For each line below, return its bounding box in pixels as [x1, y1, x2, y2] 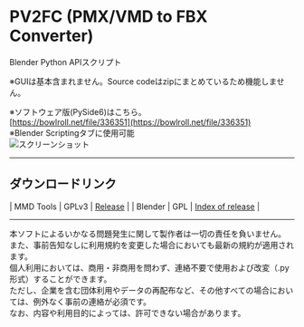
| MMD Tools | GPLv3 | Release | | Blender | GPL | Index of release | [9, 201, 261, 212]
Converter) [9, 25, 94, 46]
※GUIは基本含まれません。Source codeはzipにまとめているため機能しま [9, 75, 278, 87]
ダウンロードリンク [9, 177, 117, 192]
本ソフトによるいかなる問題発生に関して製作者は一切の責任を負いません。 [9, 228, 287, 239]
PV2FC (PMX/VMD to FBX [9, 6, 208, 27]
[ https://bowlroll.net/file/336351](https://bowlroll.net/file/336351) [9, 116, 252, 128]
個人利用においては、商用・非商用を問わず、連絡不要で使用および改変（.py [9, 262, 290, 273]
